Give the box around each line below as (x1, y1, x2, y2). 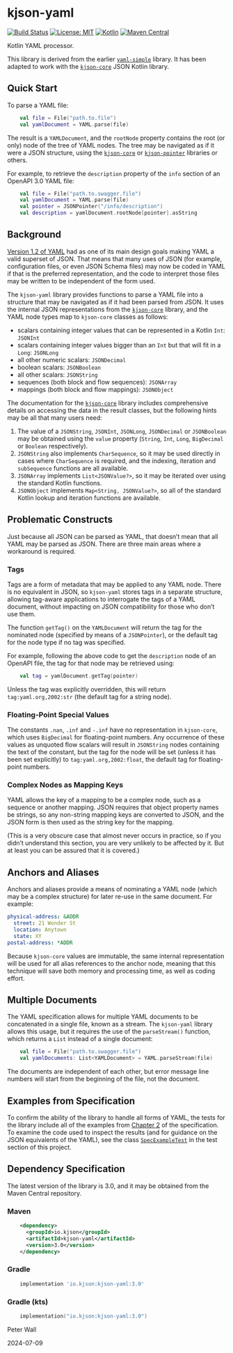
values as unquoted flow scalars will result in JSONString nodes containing (7, 740, 220, 749)
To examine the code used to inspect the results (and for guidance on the (7, 1128, 218, 1136)
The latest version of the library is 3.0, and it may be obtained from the (7, 1182, 209, 1190)
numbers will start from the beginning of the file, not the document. (7, 1074, 200, 1084)
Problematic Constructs (7, 514, 113, 526)
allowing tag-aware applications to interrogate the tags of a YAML (7, 595, 196, 603)
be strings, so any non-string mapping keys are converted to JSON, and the (7, 811, 225, 819)
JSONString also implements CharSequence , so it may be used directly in (17, 449, 220, 457)
